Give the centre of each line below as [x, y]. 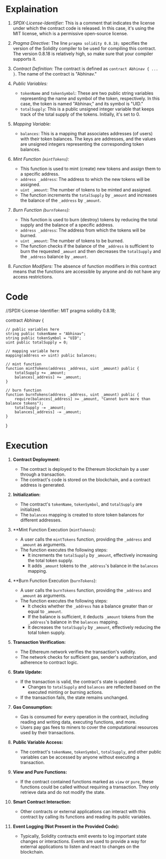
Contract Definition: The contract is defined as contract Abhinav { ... [85, 69]
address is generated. [42, 485]
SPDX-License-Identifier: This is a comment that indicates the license [84, 23]
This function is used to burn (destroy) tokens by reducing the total [89, 219]
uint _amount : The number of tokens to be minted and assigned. [86, 189]
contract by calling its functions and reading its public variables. [86, 817]
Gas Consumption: [33, 707]
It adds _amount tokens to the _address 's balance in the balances [93, 566]
